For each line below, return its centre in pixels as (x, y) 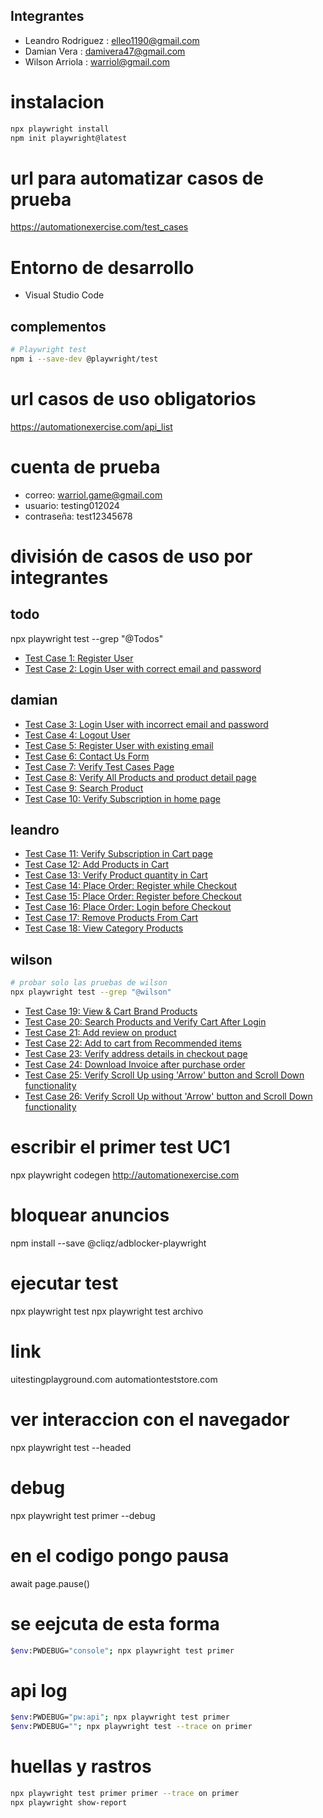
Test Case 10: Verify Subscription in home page (122, 798)
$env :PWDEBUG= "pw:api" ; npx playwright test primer (120, 1717)
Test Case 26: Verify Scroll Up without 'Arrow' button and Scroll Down (168, 1096)
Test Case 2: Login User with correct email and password (143, 668)
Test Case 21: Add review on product (100, 1032)
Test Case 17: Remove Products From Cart (111, 918)
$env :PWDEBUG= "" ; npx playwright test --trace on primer (131, 1727)
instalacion (57, 102)
